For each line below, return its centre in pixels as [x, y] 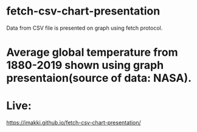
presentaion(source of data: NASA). [99, 78]
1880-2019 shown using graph [85, 65]
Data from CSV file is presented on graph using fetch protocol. [85, 28]
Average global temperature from [92, 52]
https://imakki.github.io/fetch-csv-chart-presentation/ [74, 123]
